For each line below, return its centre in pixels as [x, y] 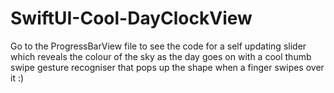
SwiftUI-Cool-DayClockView [131, 18]
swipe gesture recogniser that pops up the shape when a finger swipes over [167, 67]
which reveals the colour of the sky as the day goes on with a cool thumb [161, 56]
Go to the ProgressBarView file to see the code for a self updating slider [158, 46]
